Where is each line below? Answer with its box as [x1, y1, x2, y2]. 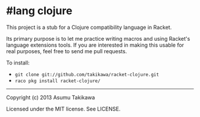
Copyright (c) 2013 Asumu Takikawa [6, 93, 95, 101]
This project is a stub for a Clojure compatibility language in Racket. [6, 24, 172, 31]
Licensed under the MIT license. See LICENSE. [6, 105, 121, 112]
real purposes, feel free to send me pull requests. [6, 47, 127, 54]
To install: [6, 59, 30, 66]
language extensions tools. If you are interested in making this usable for [6, 41, 185, 48]
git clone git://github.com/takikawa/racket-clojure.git [14, 71, 160, 77]
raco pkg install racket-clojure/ [14, 78, 101, 84]
